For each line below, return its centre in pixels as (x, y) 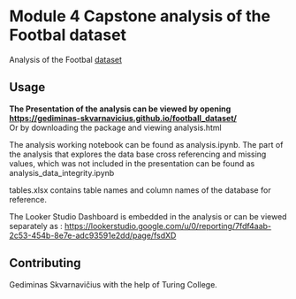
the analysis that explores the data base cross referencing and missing (138, 154)
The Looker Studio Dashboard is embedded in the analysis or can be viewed (148, 216)
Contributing (45, 263)
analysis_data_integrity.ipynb (62, 172)
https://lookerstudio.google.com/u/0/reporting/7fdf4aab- (168, 226)
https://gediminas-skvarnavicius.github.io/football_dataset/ (123, 118)
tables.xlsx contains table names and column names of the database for (140, 190)
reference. (28, 199)
